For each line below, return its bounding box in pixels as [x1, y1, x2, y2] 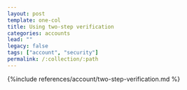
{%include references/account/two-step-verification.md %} [7, 75, 181, 83]
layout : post [7, 10, 46, 17]
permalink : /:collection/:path [7, 56, 99, 63]
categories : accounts [7, 29, 71, 37]
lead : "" [7, 36, 33, 43]
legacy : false [7, 43, 49, 50]
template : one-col [7, 17, 61, 24]
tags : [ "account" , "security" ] [7, 50, 99, 57]
